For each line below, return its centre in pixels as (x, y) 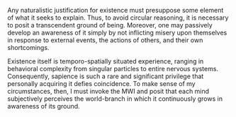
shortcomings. (28, 48)
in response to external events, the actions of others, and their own (105, 40)
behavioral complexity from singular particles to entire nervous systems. (113, 69)
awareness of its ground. (44, 106)
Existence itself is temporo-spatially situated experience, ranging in (106, 61)
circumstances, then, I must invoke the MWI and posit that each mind (108, 91)
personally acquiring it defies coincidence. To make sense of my (102, 84)
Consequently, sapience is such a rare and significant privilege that (106, 76)
